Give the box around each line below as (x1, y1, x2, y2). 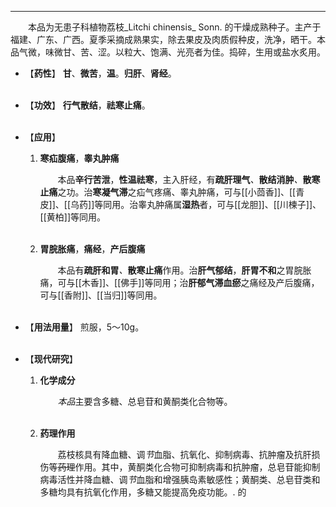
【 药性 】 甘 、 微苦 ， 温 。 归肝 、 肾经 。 (24, 67, 177, 79)
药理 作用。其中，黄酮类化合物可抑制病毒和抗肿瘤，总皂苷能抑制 (57, 461, 321, 473)
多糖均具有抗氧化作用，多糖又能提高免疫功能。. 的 (39, 486, 247, 498)
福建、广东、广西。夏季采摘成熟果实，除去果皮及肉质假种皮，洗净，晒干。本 (10, 34, 326, 45)
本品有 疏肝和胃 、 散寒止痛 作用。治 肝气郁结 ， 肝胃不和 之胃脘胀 (57, 264, 312, 276)
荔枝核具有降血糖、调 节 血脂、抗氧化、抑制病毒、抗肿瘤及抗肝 (57, 449, 312, 460)
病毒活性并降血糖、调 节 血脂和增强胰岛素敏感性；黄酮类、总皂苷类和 (39, 474, 321, 485)
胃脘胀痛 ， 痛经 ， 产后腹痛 (39, 243, 146, 255)
